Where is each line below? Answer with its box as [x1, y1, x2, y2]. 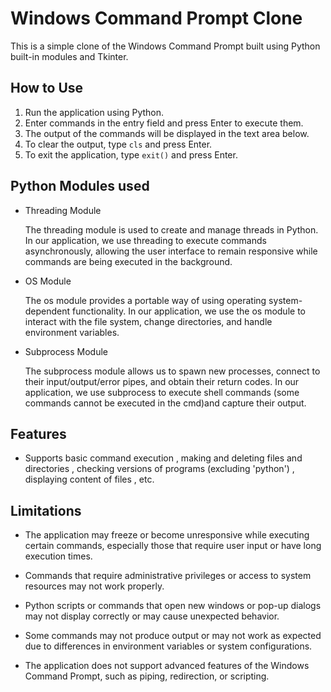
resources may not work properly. [24, 580, 165, 592]
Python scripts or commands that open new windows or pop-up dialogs [24, 600, 322, 612]
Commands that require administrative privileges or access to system [24, 570, 312, 582]
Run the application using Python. [24, 106, 165, 118]
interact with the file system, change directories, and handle [24, 315, 273, 327]
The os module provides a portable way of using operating [24, 294, 267, 306]
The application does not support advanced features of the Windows [24, 660, 310, 672]
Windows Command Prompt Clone [10, 7, 303, 30]
